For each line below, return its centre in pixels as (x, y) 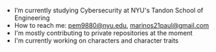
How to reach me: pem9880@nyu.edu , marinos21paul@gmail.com (112, 25)
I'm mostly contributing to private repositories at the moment (103, 33)
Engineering (32, 18)
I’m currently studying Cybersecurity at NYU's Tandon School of (109, 10)
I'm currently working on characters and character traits (96, 41)
